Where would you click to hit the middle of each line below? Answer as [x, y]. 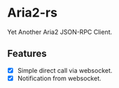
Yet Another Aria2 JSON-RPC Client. [60, 32]
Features [27, 54]
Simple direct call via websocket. [65, 70]
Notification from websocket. [59, 78]
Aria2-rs [33, 13]
